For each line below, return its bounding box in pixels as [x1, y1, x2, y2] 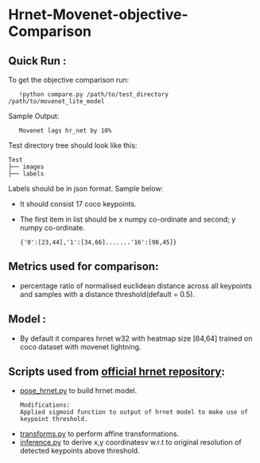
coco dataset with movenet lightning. [19, 341, 142, 351]
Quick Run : [8, 54, 67, 68]
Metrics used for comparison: [8, 260, 159, 273]
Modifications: [19, 401, 71, 410]
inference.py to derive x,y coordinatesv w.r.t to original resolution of [19, 438, 242, 447]
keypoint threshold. [19, 415, 88, 423]
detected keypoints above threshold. [19, 446, 141, 456]
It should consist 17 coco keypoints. [19, 199, 137, 208]
